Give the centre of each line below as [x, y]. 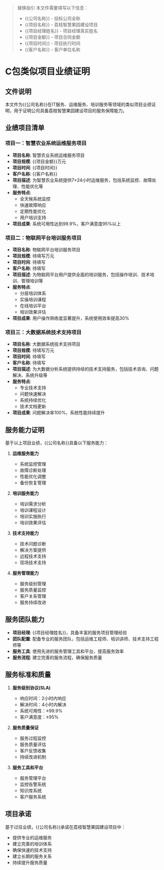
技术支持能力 [25, 533]
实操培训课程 [33, 299]
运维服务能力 [25, 454]
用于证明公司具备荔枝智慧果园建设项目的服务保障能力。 [70, 111]
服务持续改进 [33, 602]
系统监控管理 [33, 464]
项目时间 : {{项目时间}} [35, 168]
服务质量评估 [33, 744]
